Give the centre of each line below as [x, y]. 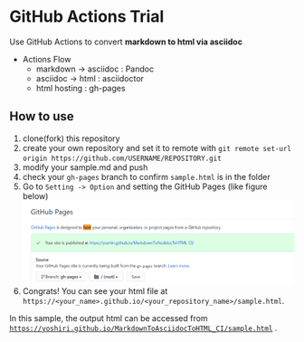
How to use [42, 116]
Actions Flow [47, 59]
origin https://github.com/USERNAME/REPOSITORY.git [122, 158]
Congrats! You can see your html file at [95, 290]
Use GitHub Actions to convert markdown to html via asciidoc [126, 42]
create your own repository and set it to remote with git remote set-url [157, 147]
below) [35, 195]
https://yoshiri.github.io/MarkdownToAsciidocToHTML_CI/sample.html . [143, 328]
